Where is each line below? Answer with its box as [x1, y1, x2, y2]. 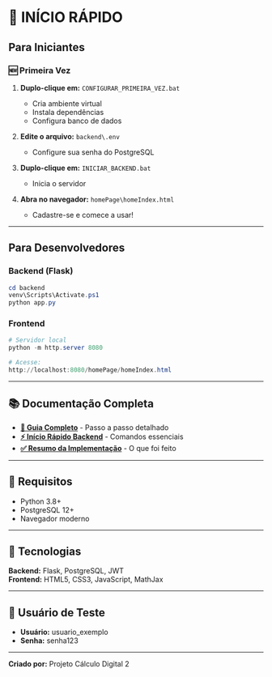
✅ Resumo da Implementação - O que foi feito [19, 443, 176, 453]
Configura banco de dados [32, 116, 122, 126]
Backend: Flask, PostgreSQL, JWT [8, 566, 124, 576]
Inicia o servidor [32, 178, 87, 188]
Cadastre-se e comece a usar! [32, 210, 134, 219]
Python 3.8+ [19, 496, 62, 506]
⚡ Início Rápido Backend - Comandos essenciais [19, 432, 184, 441]
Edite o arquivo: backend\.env [19, 131, 120, 141]
